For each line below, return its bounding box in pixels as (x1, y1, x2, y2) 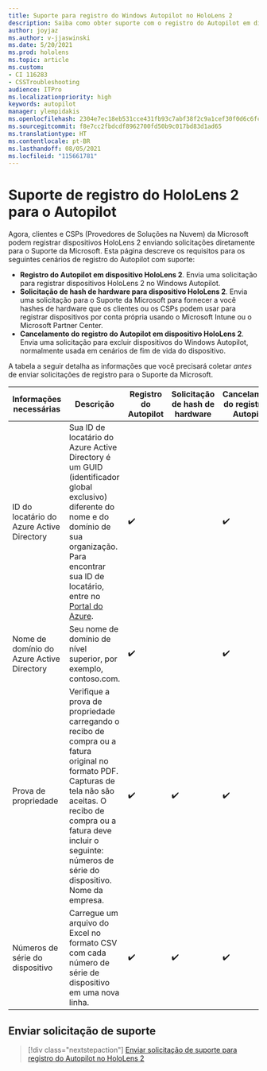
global (68, 481, 93, 493)
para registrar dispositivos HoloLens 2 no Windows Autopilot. (19, 279, 221, 288)
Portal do (68, 601, 103, 612)
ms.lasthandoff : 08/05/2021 (8, 145, 102, 153)
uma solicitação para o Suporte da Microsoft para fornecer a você (19, 296, 237, 305)
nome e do (68, 512, 110, 523)
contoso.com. (68, 673, 121, 684)
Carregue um (68, 907, 118, 918)
